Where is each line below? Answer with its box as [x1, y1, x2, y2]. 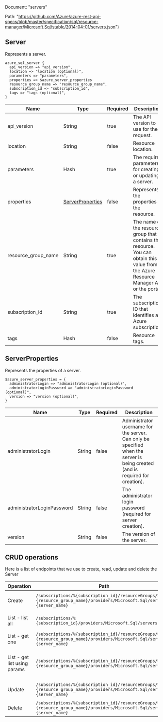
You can [133, 249, 152, 256]
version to [133, 120, 156, 126]
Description [125, 409, 153, 416]
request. [133, 132, 152, 139]
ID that [133, 305, 148, 312]
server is [122, 454, 142, 461]
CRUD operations [5, 553, 59, 562]
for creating [133, 166, 160, 173]
